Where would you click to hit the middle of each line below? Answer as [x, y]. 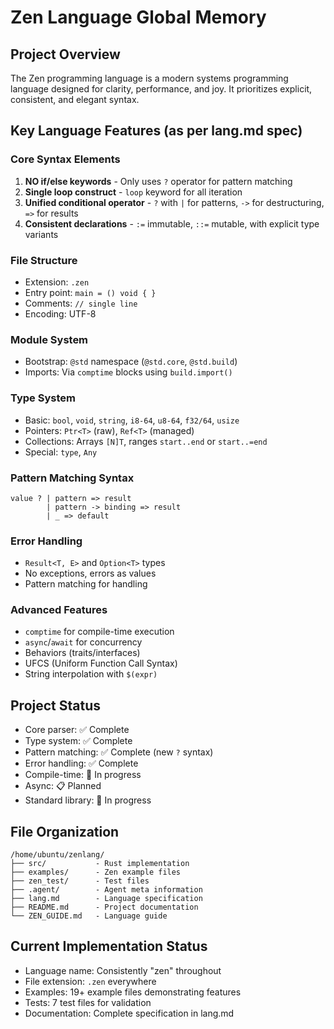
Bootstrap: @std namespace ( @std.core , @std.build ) [131, 362]
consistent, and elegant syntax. [75, 99]
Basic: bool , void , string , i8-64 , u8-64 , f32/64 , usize [132, 420]
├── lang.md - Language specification [106, 899]
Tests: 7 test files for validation [88, 1002]
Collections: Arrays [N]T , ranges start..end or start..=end [146, 441]
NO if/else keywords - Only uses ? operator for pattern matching [158, 181]
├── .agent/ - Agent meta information [106, 890]
